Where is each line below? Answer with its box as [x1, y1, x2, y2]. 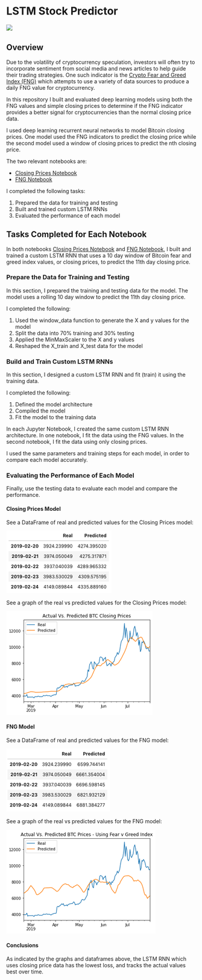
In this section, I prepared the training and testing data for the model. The [6, 286, 188, 294]
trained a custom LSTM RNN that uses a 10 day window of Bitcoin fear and [6, 251, 192, 259]
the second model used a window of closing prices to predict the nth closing [6, 139, 197, 147]
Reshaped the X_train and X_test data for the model [14, 342, 143, 349]
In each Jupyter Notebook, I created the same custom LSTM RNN [6, 425, 169, 432]
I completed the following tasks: [6, 187, 86, 194]
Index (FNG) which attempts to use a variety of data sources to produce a [6, 77, 189, 85]
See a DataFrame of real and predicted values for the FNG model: [6, 736, 169, 744]
